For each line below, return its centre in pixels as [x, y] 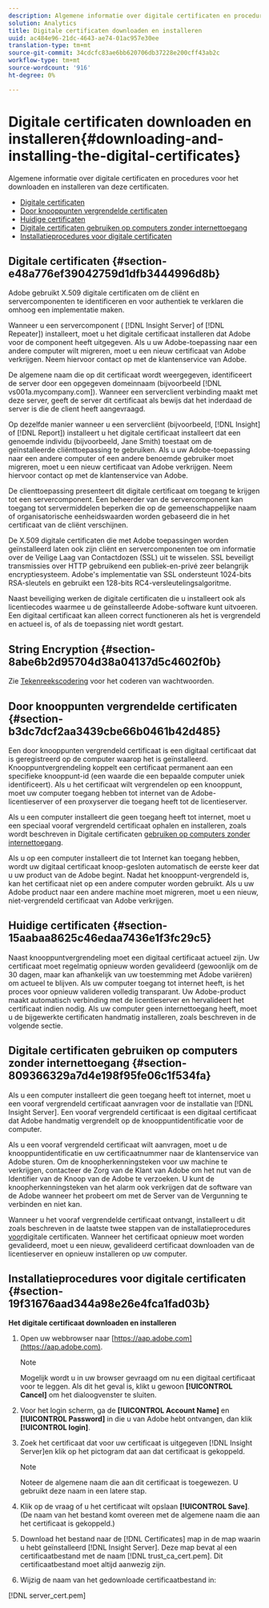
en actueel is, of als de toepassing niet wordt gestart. [96, 624]
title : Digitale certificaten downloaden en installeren [105, 30]
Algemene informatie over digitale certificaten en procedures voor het [123, 178]
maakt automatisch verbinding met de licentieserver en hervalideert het [126, 1000]
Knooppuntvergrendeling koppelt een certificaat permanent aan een [121, 768]
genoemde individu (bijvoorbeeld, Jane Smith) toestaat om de [110, 442]
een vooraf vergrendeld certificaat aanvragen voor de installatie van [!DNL [131, 1103]
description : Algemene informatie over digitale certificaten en [119, 16]
